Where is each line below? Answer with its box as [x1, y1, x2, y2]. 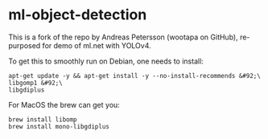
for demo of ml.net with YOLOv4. [42, 40, 151, 50]
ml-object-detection [8, 6, 147, 24]
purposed [8, 40, 41, 50]
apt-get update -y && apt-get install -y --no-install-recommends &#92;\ [8, 72, 262, 80]
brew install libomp [8, 115, 78, 124]
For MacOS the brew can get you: [8, 100, 121, 109]
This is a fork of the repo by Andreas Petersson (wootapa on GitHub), [8, 32, 239, 42]
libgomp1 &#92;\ [8, 79, 63, 87]
